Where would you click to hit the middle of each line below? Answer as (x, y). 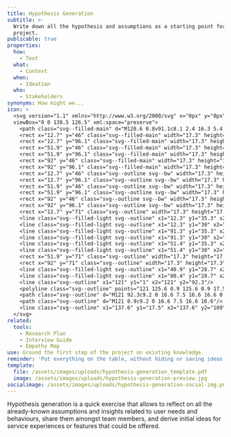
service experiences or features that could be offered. (84, 426)
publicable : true (32, 39)
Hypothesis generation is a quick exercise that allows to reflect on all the (110, 404)
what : (21, 65)
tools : (23, 327)
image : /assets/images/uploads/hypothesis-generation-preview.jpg (110, 378)
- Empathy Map (40, 346)
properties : (24, 45)
